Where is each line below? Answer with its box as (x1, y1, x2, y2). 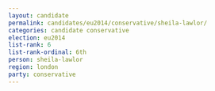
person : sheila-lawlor (8, 56, 83, 64)
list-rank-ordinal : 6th (8, 48, 87, 56)
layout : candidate (8, 11, 69, 20)
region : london (8, 63, 59, 71)
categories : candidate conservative (8, 26, 129, 34)
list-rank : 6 (8, 41, 52, 49)
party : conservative (8, 70, 77, 78)
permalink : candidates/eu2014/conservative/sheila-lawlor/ (8, 19, 208, 27)
